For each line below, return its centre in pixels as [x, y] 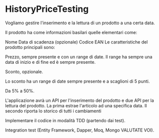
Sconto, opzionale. [24, 71]
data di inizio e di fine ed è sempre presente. [50, 62]
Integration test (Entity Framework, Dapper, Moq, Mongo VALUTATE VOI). [80, 130]
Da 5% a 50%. [20, 91]
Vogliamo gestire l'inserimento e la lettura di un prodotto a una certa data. [80, 23]
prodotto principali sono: [30, 47]
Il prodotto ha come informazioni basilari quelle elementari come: [71, 32]
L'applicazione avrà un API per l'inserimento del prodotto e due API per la [79, 100]
